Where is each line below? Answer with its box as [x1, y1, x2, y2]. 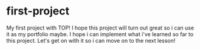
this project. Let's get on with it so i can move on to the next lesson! [6, 37, 176, 44]
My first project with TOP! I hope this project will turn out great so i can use [6, 24, 195, 31]
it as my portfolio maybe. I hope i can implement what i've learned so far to [6, 30, 194, 37]
